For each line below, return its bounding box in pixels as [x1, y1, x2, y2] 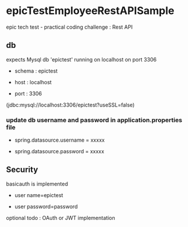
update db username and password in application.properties [6, 116, 183, 124]
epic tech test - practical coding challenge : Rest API [6, 23, 133, 30]
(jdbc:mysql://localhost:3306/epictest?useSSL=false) [6, 101, 135, 108]
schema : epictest [14, 67, 58, 74]
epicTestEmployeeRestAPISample [6, 4, 175, 18]
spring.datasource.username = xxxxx [14, 136, 105, 144]
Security [6, 165, 38, 175]
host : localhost [14, 78, 52, 85]
